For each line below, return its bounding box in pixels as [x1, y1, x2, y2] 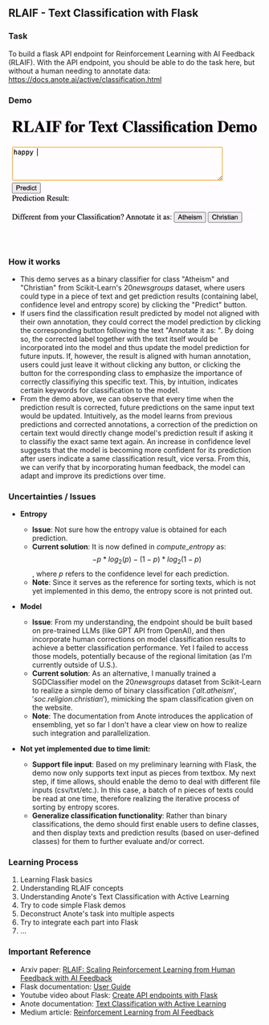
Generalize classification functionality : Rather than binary [31, 811, 227, 821]
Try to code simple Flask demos [19, 900, 126, 910]
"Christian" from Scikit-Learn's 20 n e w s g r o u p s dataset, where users [19, 283, 246, 293]
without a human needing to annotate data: [8, 66, 151, 76]
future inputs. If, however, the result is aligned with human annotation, [19, 352, 251, 361]
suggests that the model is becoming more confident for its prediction [19, 446, 251, 455]
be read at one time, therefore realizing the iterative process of [31, 794, 240, 804]
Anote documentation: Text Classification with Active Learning [19, 998, 226, 1008]
